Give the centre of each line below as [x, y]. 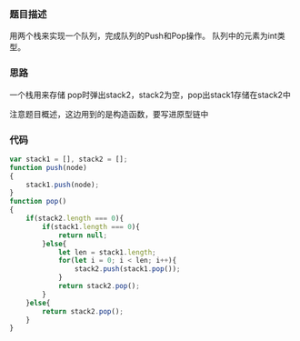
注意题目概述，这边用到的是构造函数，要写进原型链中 [109, 114]
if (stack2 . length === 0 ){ [75, 219]
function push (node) [49, 167]
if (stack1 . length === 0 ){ [91, 226]
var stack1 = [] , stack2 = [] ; [69, 159]
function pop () [38, 202]
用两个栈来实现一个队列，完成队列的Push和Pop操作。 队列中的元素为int [143, 36]
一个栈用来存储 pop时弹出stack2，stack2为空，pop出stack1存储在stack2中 [150, 95]
